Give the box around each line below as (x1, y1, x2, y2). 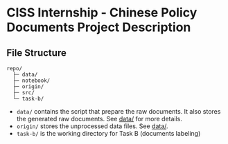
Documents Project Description (6, 19, 191, 35)
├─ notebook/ (12, 77, 51, 84)
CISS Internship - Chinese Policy (6, 5, 198, 21)
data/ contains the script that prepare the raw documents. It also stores (16, 107, 221, 115)
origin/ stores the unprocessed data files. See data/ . (16, 122, 168, 130)
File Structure (6, 47, 67, 59)
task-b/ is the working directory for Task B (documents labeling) (16, 130, 201, 137)
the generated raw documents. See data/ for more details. (16, 115, 183, 123)
